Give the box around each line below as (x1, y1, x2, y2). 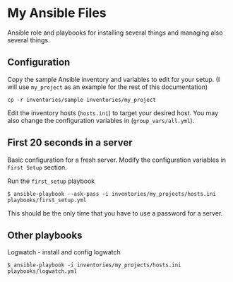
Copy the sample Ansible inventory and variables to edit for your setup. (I (7, 75, 220, 83)
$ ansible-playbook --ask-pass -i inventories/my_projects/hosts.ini (7, 190, 217, 197)
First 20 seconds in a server (7, 136, 133, 149)
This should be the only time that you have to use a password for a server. (7, 208, 223, 217)
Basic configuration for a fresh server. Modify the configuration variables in (7, 155, 227, 164)
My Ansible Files (7, 5, 107, 21)
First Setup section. (7, 163, 67, 171)
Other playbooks (7, 229, 83, 241)
